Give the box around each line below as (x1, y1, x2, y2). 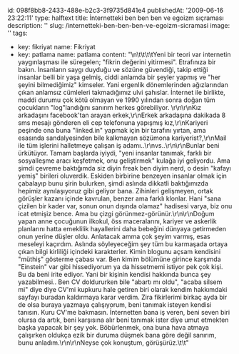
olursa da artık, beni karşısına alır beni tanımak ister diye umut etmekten (17, 315, 229, 324)
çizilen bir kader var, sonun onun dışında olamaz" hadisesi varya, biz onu (17, 202, 233, 210)
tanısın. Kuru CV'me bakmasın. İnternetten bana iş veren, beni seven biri (17, 308, 230, 316)
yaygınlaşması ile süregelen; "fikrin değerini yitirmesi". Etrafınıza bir (17, 58, 216, 66)
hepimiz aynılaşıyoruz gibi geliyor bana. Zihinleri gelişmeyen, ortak (17, 187, 213, 195)
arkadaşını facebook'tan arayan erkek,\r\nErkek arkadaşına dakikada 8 (17, 111, 226, 119)
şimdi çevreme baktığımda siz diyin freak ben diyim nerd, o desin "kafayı (17, 164, 232, 172)
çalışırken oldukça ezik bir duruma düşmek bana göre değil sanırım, (17, 331, 216, 339)
